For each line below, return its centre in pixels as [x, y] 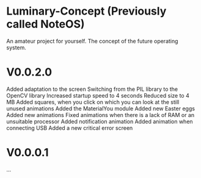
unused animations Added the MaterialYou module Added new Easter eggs [101, 109]
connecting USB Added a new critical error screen [70, 128]
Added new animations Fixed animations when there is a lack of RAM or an [100, 115]
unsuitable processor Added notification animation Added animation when [100, 121]
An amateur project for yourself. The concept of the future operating [92, 41]
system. [16, 48]
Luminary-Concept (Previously [86, 11]
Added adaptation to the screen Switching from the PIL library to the [92, 89]
